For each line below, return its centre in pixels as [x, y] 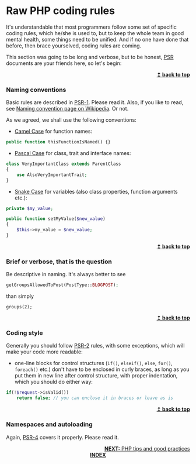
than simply [20, 296]
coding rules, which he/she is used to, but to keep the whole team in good [95, 33]
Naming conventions [36, 90]
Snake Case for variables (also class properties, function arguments [96, 191]
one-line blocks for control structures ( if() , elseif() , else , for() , [94, 363]
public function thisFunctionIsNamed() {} [58, 142]
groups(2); [19, 307]
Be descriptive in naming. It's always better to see [66, 274]
